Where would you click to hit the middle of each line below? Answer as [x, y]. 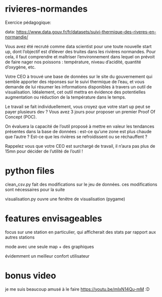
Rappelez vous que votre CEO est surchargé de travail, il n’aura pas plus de [80, 146]
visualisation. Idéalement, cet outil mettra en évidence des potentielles [75, 92]
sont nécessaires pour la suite [35, 189]
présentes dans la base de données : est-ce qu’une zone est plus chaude [78, 131]
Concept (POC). [21, 117]
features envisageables [54, 218]
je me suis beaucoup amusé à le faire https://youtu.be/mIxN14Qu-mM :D [77, 289]
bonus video [31, 276]
